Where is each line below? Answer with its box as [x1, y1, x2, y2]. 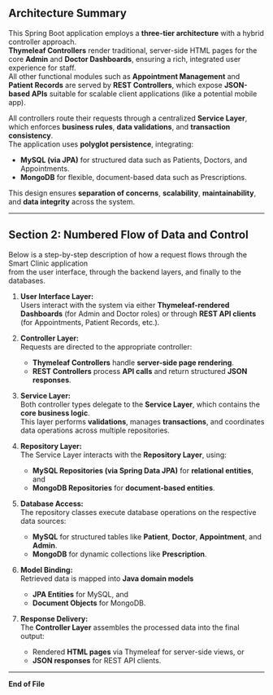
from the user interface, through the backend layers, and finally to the [8, 266, 241, 276]
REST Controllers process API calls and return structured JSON [32, 366, 248, 376]
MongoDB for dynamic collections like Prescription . [32, 549, 207, 559]
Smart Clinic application [8, 258, 89, 268]
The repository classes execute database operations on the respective [19, 507, 257, 517]
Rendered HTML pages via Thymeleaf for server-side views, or [32, 647, 245, 657]
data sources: [19, 516, 67, 526]
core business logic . [19, 407, 91, 418]
